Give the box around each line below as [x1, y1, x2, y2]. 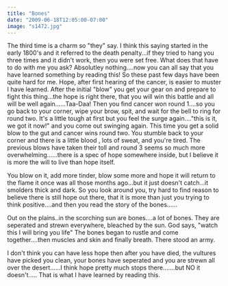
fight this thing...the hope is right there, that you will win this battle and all [7, 93, 214, 101]
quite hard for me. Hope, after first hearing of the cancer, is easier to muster [7, 78, 221, 86]
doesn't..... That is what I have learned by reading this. [7, 271, 161, 279]
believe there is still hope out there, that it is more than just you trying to [7, 193, 210, 202]
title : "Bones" [7, 10, 51, 17]
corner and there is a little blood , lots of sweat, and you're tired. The [7, 136, 201, 145]
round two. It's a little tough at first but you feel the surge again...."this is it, [7, 115, 218, 123]
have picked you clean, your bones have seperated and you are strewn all [7, 257, 216, 265]
